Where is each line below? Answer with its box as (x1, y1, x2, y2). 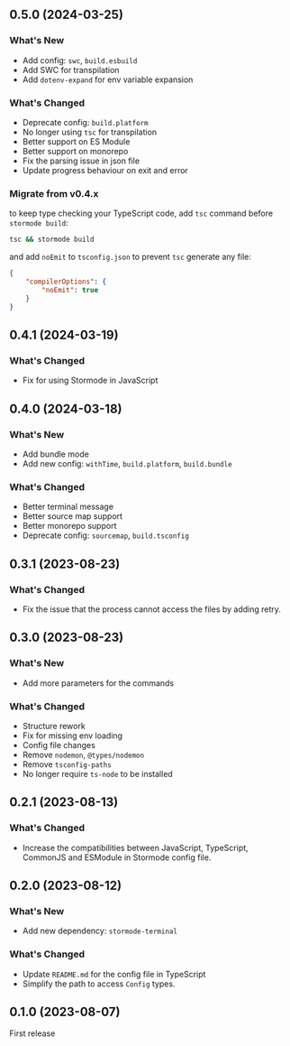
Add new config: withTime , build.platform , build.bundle (22, 458, 232, 468)
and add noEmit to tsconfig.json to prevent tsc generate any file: (9, 252, 252, 263)
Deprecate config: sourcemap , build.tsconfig (22, 530, 189, 541)
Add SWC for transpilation (22, 64, 120, 75)
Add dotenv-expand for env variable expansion (22, 74, 194, 85)
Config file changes (22, 739, 96, 750)
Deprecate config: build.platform (22, 116, 149, 127)
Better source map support (22, 511, 123, 522)
